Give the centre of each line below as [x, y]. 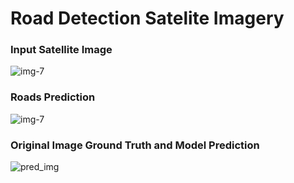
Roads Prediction [53, 97]
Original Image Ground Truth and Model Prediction [135, 145]
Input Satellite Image [61, 50]
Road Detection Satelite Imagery [147, 18]
